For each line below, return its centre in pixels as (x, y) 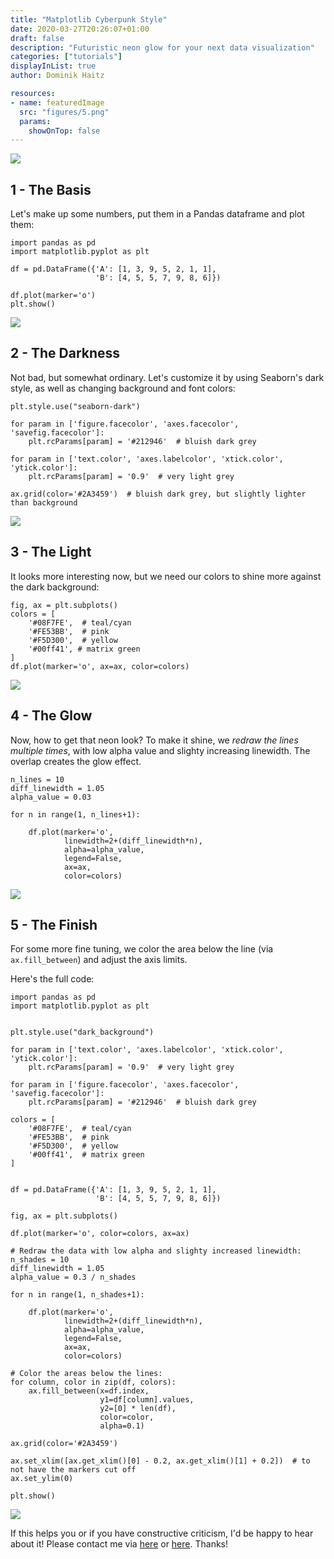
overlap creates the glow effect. (76, 761)
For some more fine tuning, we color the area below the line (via (142, 949)
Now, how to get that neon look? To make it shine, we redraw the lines (154, 740)
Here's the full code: (52, 979)
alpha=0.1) (122, 1426)
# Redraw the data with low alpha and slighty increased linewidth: (156, 1251)
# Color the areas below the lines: (86, 1374)
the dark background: (55, 587)
